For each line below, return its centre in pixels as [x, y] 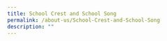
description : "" [31, 26]
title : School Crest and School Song [62, 14]
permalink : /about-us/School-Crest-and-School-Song [83, 20]
